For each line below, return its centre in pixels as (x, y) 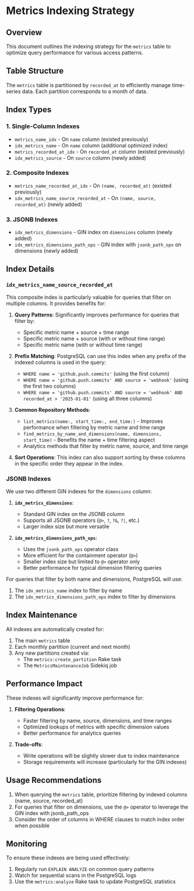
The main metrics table (42, 640)
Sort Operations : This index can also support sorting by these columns (100, 457)
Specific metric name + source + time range (76, 332)
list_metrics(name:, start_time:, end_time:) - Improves (93, 421)
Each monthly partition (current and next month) (72, 646)
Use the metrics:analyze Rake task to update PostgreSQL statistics (95, 882)
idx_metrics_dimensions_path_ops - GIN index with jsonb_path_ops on (98, 245)
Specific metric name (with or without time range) (83, 345)
